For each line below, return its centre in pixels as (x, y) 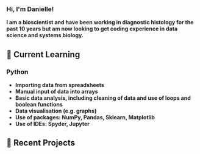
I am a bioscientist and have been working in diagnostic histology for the (100, 23)
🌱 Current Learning (43, 54)
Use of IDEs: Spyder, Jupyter (52, 124)
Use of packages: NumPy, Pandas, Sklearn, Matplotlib (85, 117)
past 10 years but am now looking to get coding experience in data (92, 29)
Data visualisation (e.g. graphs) (56, 111)
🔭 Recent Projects (41, 143)
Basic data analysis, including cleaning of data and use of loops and (103, 98)
